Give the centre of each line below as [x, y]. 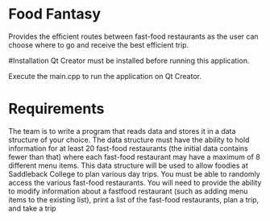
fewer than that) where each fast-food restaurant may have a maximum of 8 [134, 156]
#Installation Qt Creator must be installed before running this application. [129, 60]
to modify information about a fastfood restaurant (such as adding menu [128, 191]
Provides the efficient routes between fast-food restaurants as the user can [134, 36]
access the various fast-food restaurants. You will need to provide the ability [135, 182]
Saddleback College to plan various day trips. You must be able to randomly [134, 173]
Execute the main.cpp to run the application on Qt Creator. [105, 76]
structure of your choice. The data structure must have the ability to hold [129, 140]
